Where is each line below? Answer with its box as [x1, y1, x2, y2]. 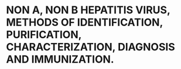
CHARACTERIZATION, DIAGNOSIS [6, 41, 176, 54]
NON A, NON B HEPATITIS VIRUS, [6, 3, 170, 17]
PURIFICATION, [6, 28, 82, 41]
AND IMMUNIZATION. [6, 53, 114, 66]
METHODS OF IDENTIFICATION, [6, 16, 163, 29]
